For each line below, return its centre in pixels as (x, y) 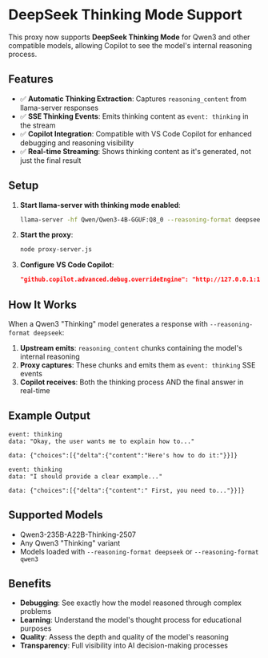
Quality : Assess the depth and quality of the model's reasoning (124, 637)
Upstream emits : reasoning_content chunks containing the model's (131, 348)
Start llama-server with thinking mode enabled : (100, 205)
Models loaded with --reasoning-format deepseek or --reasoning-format (139, 551)
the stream (38, 125)
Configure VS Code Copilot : (67, 265)
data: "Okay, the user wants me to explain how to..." (102, 441)
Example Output (49, 416)
